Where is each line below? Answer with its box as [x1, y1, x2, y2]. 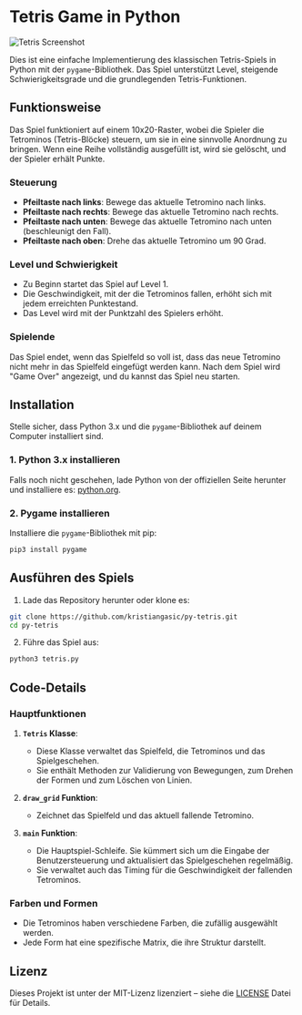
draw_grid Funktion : [22, 793, 98, 804]
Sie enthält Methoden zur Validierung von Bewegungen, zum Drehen [35, 765, 294, 776]
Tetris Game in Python [9, 6, 181, 27]
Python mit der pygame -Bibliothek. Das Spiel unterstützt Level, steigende [9, 64, 279, 75]
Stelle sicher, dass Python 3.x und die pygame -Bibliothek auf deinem [9, 421, 262, 432]
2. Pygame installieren [9, 507, 111, 519]
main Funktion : [22, 827, 78, 839]
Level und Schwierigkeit [9, 258, 118, 271]
